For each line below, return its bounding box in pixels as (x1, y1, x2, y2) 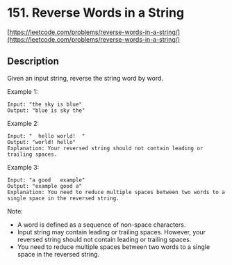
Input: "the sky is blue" (7, 101, 82, 108)
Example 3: (7, 163, 40, 171)
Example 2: (7, 119, 40, 127)
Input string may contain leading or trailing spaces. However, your (17, 227, 206, 236)
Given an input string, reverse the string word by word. (7, 74, 163, 82)
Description (7, 56, 59, 67)
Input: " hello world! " (7, 132, 85, 140)
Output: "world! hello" (7, 138, 76, 145)
